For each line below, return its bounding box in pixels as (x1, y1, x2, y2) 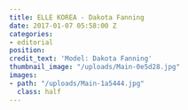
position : (9, 46, 46, 55)
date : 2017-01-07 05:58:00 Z (9, 21, 117, 30)
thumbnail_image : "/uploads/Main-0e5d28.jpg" (9, 63, 180, 72)
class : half (17, 87, 62, 96)
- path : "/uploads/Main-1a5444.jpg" (9, 79, 145, 88)
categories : (9, 29, 53, 38)
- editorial (9, 37, 53, 47)
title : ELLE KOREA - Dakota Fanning (9, 12, 145, 22)
